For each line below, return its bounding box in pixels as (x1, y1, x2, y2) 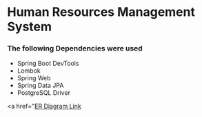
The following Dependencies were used (7, 44, 143, 53)
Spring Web (17, 74, 51, 82)
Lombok (17, 66, 41, 75)
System (7, 19, 52, 35)
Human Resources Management (7, 4, 195, 20)
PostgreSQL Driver (17, 89, 71, 97)
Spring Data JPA (17, 81, 64, 90)
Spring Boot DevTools (17, 60, 79, 68)
